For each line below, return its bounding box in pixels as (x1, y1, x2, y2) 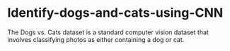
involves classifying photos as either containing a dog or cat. (7, 35, 185, 43)
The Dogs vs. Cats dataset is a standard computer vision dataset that (7, 28, 209, 36)
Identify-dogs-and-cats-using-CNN (7, 5, 224, 21)
